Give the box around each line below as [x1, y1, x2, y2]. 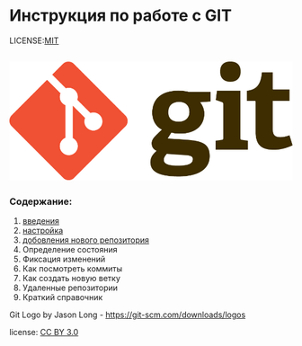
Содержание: [9, 195, 73, 208]
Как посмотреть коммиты [22, 263, 123, 274]
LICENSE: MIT [9, 35, 59, 46]
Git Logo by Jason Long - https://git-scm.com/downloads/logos [9, 309, 246, 320]
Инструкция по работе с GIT [9, 5, 232, 26]
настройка [22, 226, 64, 236]
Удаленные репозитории [22, 282, 119, 293]
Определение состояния [22, 244, 118, 255]
